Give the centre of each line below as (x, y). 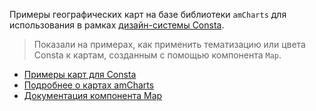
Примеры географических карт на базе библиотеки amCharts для (148, 14)
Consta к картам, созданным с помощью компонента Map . (157, 55)
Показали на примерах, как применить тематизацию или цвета (169, 44)
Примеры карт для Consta (80, 74)
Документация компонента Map (93, 95)
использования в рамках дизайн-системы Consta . (117, 25)
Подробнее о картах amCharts (89, 85)
